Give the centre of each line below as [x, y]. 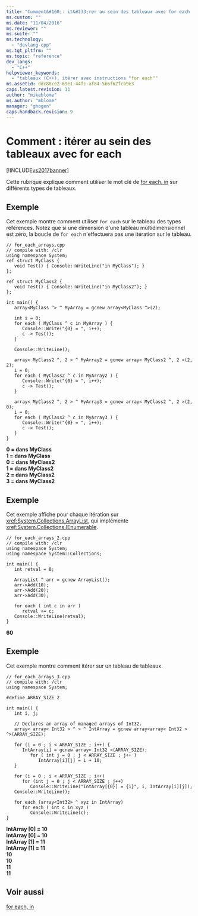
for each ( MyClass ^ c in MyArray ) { [63, 324]
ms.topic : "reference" [34, 56]
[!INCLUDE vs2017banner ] [38, 170]
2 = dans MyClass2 [31, 475]
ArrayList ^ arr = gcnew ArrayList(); [62, 580]
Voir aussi [25, 892]
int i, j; [26, 713]
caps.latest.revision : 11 [38, 90]
